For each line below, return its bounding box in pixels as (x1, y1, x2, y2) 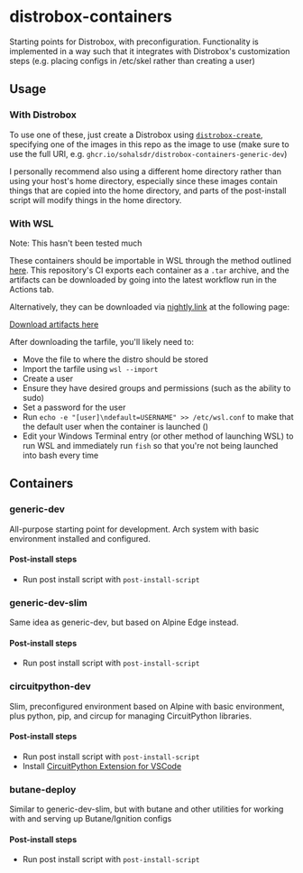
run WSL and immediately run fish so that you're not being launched (22, 440, 279, 450)
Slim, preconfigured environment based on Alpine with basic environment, (9, 701, 286, 711)
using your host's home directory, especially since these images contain (9, 175, 278, 186)
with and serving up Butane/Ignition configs (9, 813, 172, 824)
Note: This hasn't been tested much (9, 237, 142, 248)
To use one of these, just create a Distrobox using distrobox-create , (9, 129, 263, 140)
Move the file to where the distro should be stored (22, 354, 209, 365)
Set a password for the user (22, 402, 126, 413)
